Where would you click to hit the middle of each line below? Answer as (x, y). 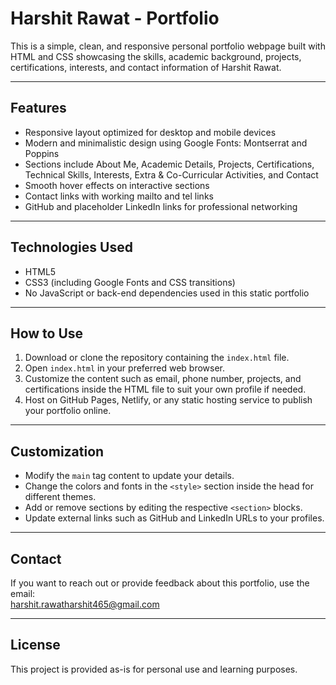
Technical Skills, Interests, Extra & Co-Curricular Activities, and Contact (171, 174)
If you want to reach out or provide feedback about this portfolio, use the (160, 583)
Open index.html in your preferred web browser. (125, 368)
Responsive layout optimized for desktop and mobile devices (150, 132)
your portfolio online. (68, 411)
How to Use (47, 333)
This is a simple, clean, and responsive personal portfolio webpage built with (168, 46)
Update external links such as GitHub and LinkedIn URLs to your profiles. (174, 518)
